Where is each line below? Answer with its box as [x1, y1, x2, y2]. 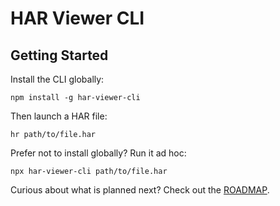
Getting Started [10, 47, 109, 64]
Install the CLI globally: [10, 73, 105, 85]
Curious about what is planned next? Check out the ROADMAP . [10, 184, 270, 196]
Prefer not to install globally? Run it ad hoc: [10, 147, 187, 159]
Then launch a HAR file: [10, 110, 108, 122]
